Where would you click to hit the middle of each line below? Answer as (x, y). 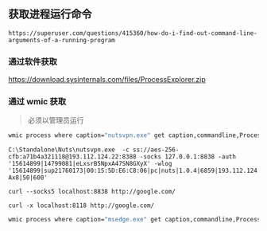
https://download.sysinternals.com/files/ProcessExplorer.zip (107, 80)
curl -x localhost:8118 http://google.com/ (81, 206)
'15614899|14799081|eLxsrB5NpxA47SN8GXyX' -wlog (90, 164)
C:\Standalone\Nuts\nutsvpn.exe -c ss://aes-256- (94, 150)
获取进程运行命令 (50, 14)
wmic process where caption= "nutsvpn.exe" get (87, 135)
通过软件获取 (33, 61)
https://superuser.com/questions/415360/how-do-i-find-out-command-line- (133, 33)
